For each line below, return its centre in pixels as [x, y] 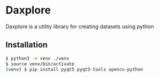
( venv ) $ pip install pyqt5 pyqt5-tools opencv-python [74, 69]
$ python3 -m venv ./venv [37, 58]
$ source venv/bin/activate [40, 64]
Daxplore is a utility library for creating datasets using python [80, 26]
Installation [27, 45]
